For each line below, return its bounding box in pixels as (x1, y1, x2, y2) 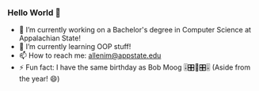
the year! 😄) (18, 74, 60, 84)
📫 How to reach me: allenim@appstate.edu (18, 51, 162, 60)
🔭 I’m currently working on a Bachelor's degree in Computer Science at (18, 25, 251, 35)
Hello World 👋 (7, 7, 61, 18)
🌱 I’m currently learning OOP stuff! (18, 42, 131, 51)
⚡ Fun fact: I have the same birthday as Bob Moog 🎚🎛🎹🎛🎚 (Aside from (18, 63, 251, 72)
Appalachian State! (18, 33, 81, 43)
